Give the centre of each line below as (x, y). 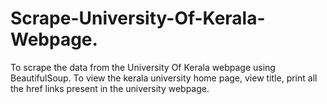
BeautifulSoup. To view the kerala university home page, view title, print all (164, 78)
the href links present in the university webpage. (110, 88)
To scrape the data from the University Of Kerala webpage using (143, 67)
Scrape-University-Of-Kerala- (138, 18)
